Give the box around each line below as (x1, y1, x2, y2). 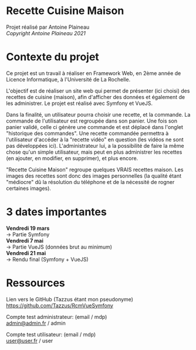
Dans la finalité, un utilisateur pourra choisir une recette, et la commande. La (6, 111, 191, 118)
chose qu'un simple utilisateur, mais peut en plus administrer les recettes (6, 148, 183, 155)
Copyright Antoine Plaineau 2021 (6, 29, 86, 36)
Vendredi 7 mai (6, 237, 44, 244)
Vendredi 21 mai (6, 249, 46, 256)
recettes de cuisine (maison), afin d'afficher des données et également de (6, 93, 185, 100)
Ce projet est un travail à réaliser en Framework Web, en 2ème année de (6, 69, 181, 77)
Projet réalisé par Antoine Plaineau (6, 23, 90, 30)
